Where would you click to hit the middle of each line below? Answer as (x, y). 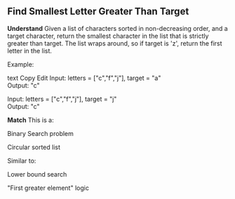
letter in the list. (30, 50)
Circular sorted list (34, 147)
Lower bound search (37, 174)
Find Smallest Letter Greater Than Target (98, 12)
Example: (21, 64)
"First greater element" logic (48, 188)
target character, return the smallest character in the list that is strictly (108, 36)
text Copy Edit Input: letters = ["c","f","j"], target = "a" (84, 78)
